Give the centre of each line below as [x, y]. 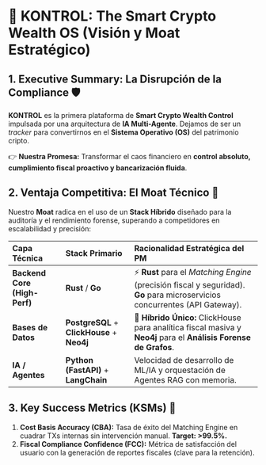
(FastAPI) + [87, 370]
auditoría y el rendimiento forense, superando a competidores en [114, 220]
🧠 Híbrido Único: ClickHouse [188, 318]
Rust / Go [83, 288]
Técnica [28, 258]
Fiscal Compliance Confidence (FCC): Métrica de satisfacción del [128, 444]
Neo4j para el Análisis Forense [192, 337]
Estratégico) [49, 50]
